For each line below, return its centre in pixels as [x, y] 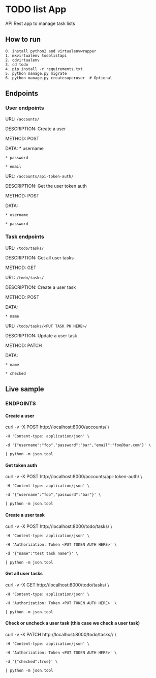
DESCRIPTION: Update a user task [41, 335]
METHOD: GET [21, 268]
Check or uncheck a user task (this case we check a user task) [73, 623]
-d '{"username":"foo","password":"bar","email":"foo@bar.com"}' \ [78, 445]
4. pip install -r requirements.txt [44, 69]
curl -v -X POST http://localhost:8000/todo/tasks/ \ [59, 526]
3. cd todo [17, 65]
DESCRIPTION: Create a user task [41, 287]
